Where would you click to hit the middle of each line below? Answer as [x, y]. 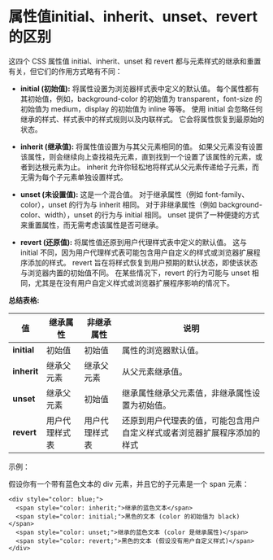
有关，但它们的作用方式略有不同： [65, 71]
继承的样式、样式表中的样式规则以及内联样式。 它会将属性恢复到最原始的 [142, 119]
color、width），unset [56, 214]
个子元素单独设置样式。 [88, 177]
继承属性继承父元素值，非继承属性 [187, 393]
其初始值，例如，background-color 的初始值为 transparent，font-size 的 [141, 98]
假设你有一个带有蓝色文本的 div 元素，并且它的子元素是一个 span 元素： [129, 483]
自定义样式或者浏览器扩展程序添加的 [191, 432]
